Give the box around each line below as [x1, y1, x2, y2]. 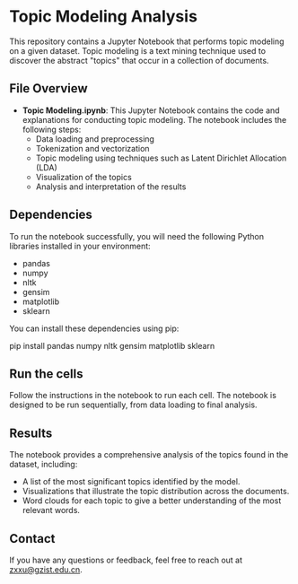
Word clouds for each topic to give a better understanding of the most [22, 495, 282, 506]
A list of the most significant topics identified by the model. [22, 476, 241, 487]
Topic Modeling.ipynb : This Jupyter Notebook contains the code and [22, 105, 280, 116]
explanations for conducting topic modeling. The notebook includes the [22, 114, 287, 125]
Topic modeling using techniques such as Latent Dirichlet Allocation [35, 153, 287, 163]
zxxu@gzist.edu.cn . [9, 564, 83, 575]
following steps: [22, 124, 82, 135]
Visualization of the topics [35, 171, 132, 182]
